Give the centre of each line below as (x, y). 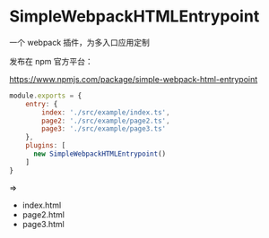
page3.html (43, 224)
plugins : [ (46, 146)
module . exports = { (46, 96)
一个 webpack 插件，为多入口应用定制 (80, 42)
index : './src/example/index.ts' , (106, 112)
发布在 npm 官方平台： (51, 61)
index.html (42, 205)
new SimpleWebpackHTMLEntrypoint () (100, 154)
